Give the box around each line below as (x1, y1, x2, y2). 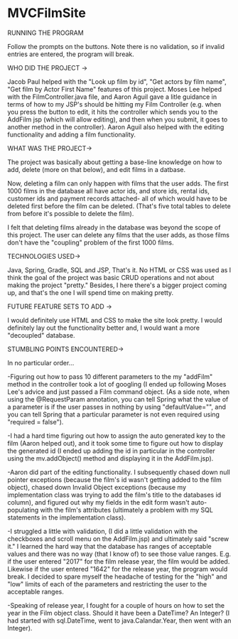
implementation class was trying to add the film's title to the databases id (7, 490, 222, 499)
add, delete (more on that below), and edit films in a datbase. (7, 165, 186, 173)
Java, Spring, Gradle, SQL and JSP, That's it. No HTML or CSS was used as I (7, 265, 232, 274)
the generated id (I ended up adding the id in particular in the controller (7, 446, 215, 455)
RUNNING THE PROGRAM (7, 28, 84, 37)
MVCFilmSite (7, 5, 87, 21)
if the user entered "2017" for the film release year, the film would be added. (7, 557, 230, 566)
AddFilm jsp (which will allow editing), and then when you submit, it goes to (7, 115, 228, 124)
